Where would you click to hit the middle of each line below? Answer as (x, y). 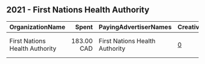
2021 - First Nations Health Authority (78, 10)
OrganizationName (38, 27)
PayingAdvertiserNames (135, 27)
